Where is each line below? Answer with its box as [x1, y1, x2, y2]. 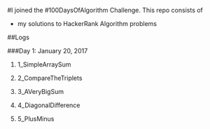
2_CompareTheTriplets [17, 74, 83, 82]
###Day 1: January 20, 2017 [7, 47, 88, 55]
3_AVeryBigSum [17, 88, 64, 95]
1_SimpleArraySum [17, 60, 71, 69]
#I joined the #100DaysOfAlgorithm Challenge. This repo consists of [7, 6, 203, 14]
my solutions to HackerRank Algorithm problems [17, 20, 157, 27]
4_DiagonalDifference [17, 101, 80, 109]
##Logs [7, 33, 30, 41]
